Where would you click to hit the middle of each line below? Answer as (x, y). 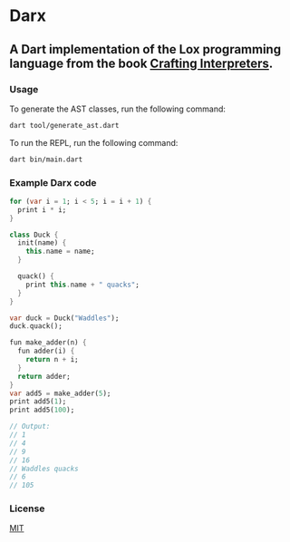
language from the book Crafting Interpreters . (141, 63)
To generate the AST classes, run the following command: (118, 109)
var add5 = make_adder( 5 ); (60, 393)
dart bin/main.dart (46, 160)
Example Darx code (53, 182)
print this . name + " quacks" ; (83, 285)
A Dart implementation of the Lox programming (145, 49)
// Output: (30, 427)
